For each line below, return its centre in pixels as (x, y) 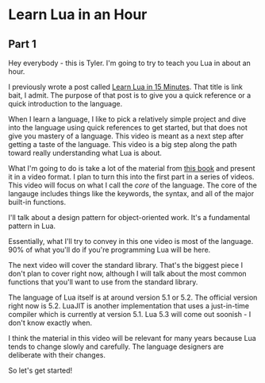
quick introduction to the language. (65, 104)
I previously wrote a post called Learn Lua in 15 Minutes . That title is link (126, 87)
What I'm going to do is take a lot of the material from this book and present (132, 168)
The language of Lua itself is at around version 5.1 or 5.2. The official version (133, 297)
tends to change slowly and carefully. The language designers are (116, 346)
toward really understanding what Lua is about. (85, 153)
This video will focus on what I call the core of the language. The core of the (133, 185)
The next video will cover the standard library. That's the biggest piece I (126, 265)
